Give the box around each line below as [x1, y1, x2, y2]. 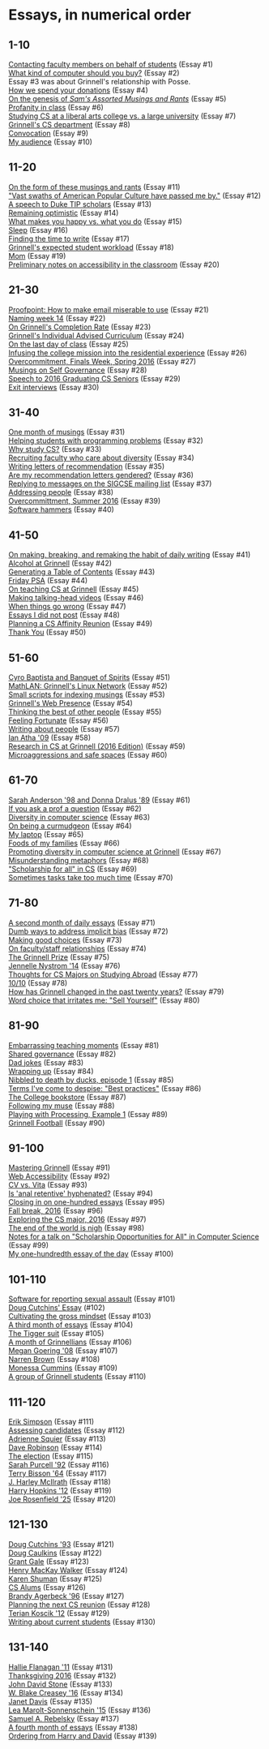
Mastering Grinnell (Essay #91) [8, 1162, 111, 1173]
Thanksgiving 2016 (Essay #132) [8, 1670, 117, 1680]
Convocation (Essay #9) [8, 128, 89, 138]
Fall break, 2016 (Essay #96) [8, 1206, 104, 1216]
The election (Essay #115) [8, 1450, 94, 1461]
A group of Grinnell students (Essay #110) [8, 1372, 147, 1382]
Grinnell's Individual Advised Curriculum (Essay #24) [8, 330, 185, 340]
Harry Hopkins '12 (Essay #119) [8, 1485, 112, 1495]
